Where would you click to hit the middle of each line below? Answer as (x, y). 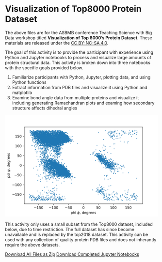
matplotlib (22, 92)
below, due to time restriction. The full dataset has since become (70, 229)
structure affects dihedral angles (45, 108)
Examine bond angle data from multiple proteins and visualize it (75, 97)
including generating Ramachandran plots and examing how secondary (83, 103)
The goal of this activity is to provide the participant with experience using (79, 52)
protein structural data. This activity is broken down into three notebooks (78, 62)
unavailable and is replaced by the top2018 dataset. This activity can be (77, 234)
